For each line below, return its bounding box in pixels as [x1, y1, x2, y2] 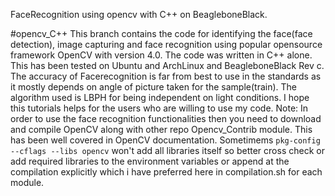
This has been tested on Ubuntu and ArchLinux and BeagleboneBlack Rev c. [10, 60, 325, 71]
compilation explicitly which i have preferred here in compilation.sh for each [10, 166, 323, 178]
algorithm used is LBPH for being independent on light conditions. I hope [10, 92, 310, 103]
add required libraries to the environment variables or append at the [10, 155, 290, 167]
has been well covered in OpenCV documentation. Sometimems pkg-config [10, 134, 321, 146]
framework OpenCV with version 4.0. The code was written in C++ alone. [10, 49, 313, 61]
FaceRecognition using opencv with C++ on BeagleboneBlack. [10, 9, 268, 20]
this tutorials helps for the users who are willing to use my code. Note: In [10, 102, 309, 114]
